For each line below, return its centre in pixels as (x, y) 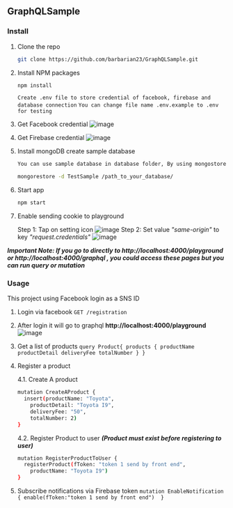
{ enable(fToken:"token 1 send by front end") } (91, 498)
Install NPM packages (48, 72)
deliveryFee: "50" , (58, 411)
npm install (34, 85)
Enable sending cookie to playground (71, 216)
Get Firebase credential (51, 138)
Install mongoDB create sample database (76, 151)
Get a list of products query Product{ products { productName (106, 346)
